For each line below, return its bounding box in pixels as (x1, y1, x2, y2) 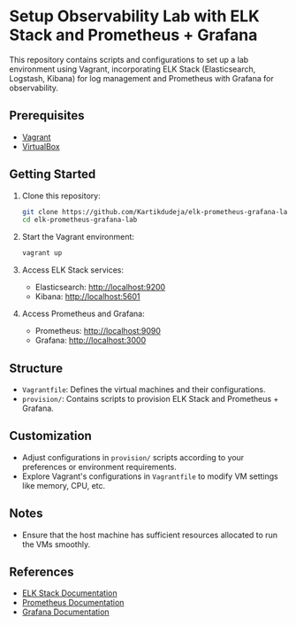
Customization (9, 428, 93, 444)
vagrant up (21, 249, 63, 258)
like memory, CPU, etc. (21, 480, 106, 490)
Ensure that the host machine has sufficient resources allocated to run (21, 529, 278, 540)
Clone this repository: (21, 190, 101, 201)
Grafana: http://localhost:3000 (34, 335, 147, 346)
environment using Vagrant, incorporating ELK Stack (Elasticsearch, (9, 64, 256, 74)
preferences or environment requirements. (21, 461, 177, 472)
